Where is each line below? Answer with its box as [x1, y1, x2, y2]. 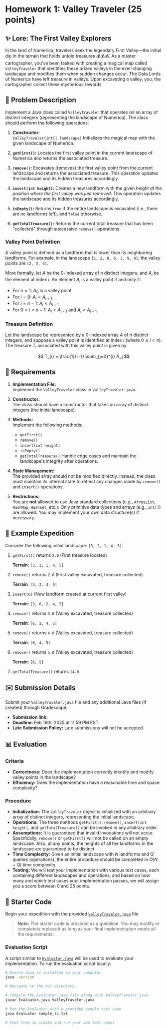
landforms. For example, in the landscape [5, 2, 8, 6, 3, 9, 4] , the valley [5, 255, 161, 261]
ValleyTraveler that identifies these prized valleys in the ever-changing [5, 66, 152, 71]
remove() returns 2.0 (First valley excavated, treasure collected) [12, 571, 143, 577]
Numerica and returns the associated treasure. [12, 155, 109, 161]
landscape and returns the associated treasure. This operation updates [12, 170, 159, 176]
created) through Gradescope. [5, 704, 68, 711]
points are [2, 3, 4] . [5, 260, 48, 266]
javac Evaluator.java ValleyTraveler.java [5, 997, 95, 1002]
